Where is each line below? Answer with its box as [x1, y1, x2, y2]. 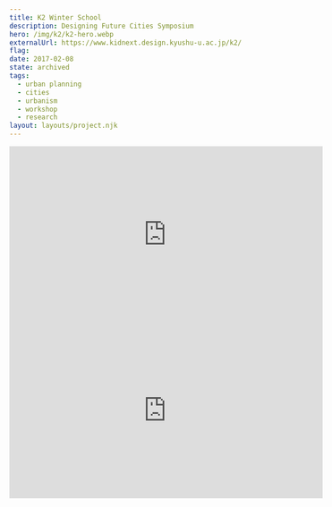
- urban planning [17, 80, 82, 89]
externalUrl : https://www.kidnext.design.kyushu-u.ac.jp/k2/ [9, 38, 243, 47]
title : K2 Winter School [9, 13, 102, 22]
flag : [9, 46, 30, 55]
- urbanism [17, 96, 58, 106]
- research [17, 113, 58, 122]
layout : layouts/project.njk [9, 122, 118, 131]
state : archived [9, 63, 70, 72]
